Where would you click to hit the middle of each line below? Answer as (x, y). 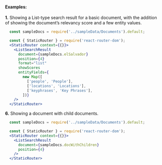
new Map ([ (32, 77)
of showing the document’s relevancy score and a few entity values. (73, 23)
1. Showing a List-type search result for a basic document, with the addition (81, 18)
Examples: (16, 7)
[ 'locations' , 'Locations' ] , (56, 86)
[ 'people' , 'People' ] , (50, 81)
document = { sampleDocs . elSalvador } (53, 54)
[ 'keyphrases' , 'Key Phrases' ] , (60, 90)
